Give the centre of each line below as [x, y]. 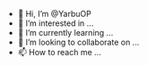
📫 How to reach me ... [59, 52]
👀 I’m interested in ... [56, 23]
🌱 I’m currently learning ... [65, 33]
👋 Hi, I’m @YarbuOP [54, 14]
